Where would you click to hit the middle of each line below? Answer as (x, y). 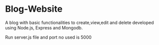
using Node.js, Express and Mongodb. (44, 27)
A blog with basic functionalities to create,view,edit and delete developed (79, 22)
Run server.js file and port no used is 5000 (48, 37)
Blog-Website (34, 9)
